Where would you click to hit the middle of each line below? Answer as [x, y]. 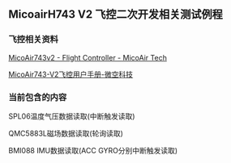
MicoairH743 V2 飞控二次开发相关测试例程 [115, 15]
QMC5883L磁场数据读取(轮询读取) [66, 133]
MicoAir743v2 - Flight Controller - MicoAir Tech [88, 57]
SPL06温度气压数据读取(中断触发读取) [72, 116]
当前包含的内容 [38, 97]
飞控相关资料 [34, 40]
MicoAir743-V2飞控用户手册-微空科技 [71, 74]
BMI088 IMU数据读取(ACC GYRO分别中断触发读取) [93, 150]
